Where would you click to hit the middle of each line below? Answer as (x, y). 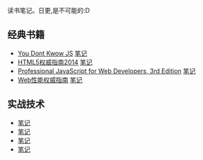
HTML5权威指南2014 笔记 (55, 62)
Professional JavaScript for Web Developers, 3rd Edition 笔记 (106, 71)
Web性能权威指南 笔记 (50, 79)
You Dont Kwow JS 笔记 (52, 53)
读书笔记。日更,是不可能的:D (49, 10)
